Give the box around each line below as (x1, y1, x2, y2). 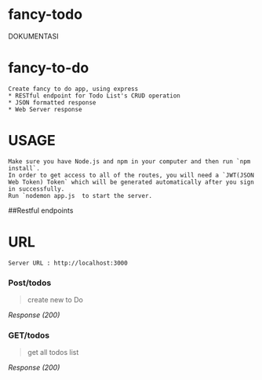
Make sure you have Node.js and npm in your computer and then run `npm (8, 157, 251, 166)
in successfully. (8, 185, 65, 193)
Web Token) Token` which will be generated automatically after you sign (8, 178, 255, 186)
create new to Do (27, 295, 84, 305)
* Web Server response (8, 105, 82, 113)
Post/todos (8, 277, 52, 288)
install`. (8, 164, 41, 172)
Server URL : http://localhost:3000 (8, 259, 128, 267)
